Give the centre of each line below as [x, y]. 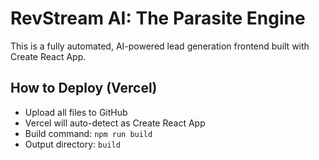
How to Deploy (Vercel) [84, 88]
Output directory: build [72, 144]
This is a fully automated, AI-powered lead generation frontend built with [160, 46]
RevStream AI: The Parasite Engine [158, 18]
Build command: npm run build [88, 133]
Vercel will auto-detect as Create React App [115, 123]
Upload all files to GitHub [76, 112]
